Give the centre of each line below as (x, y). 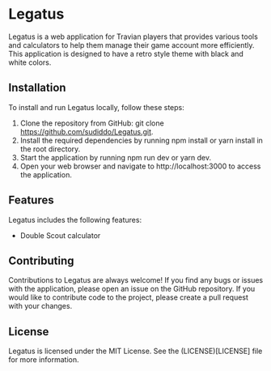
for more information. (44, 360)
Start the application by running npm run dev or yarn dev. (116, 157)
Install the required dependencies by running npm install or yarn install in (141, 140)
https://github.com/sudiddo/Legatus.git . (87, 131)
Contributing (41, 260)
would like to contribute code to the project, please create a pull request (129, 297)
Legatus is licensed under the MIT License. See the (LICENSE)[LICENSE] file (135, 351)
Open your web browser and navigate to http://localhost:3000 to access (140, 166)
